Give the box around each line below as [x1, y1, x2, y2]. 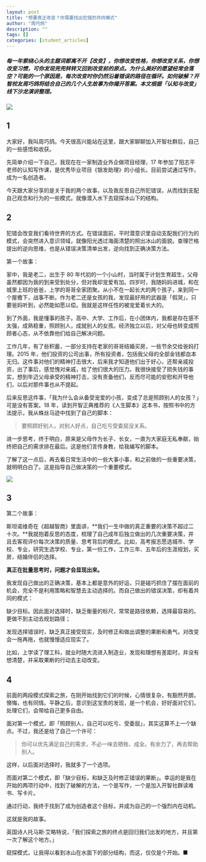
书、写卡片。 [6, 789, 39, 797]
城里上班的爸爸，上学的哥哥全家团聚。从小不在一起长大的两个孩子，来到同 [6, 285, 194, 293]
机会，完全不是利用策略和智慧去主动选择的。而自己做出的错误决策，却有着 [6, 587, 194, 594]
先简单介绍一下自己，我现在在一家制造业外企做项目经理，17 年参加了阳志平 [6, 158, 196, 166]
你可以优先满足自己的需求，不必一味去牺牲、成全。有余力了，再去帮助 [21, 740, 199, 748]
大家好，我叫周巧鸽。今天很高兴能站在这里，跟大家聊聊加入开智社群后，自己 [6, 138, 199, 145]
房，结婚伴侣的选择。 [6, 553, 60, 561]
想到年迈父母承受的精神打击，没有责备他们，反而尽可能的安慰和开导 [17, 373, 188, 380]
